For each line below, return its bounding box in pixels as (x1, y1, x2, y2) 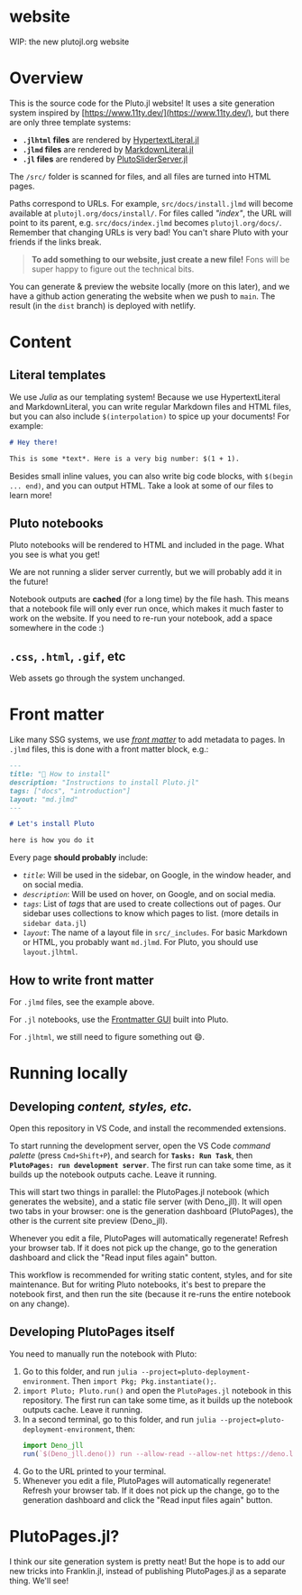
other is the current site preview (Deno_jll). (9, 1216, 169, 1226)
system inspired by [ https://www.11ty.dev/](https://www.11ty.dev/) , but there (9, 107, 290, 118)
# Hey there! (9, 438, 59, 447)
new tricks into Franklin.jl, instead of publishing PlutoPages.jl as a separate (9, 1565, 287, 1576)
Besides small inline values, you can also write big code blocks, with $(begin (9, 470, 293, 481)
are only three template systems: (9, 116, 132, 127)
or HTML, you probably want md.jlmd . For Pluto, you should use (22, 937, 259, 948)
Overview (9, 68, 84, 88)
